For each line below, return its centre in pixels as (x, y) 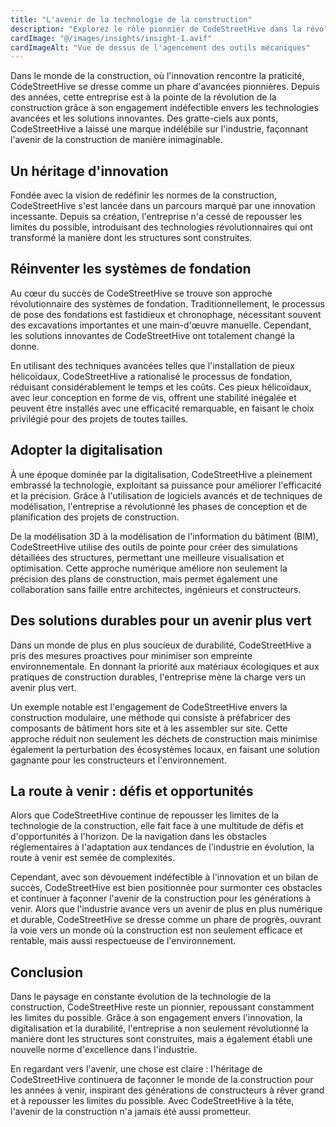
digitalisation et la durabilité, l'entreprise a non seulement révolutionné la (159, 1028)
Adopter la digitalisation (86, 450)
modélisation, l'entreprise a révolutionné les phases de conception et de (159, 506)
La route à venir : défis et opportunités (132, 791)
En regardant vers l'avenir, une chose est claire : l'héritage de (136, 1069)
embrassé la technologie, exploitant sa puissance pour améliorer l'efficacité (166, 485)
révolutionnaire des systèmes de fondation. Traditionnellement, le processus (167, 303)
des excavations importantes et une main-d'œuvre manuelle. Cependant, (161, 325)
